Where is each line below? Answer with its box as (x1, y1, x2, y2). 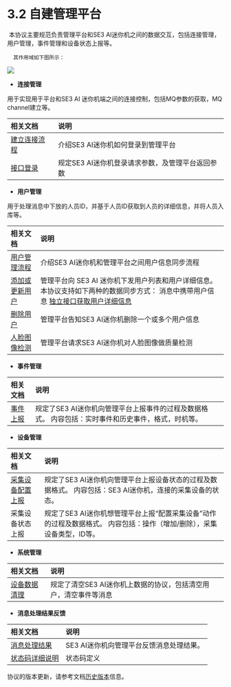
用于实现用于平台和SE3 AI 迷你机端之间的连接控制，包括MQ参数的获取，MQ (7, 94, 223, 103)
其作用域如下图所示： (13, 54, 65, 61)
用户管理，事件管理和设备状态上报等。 (7, 39, 115, 47)
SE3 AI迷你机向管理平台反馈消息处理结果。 (65, 640, 204, 650)
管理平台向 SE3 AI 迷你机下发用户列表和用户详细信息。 (40, 275, 217, 285)
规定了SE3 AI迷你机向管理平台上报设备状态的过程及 (44, 475, 211, 484)
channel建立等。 (7, 103, 54, 111)
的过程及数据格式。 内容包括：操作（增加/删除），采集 (44, 519, 218, 528)
